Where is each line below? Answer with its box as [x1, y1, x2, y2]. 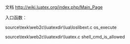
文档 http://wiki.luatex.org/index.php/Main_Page [5, 4, 103, 10]
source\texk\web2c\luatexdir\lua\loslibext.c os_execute [5, 24, 117, 30]
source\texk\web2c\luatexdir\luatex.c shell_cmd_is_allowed [5, 34, 125, 40]
